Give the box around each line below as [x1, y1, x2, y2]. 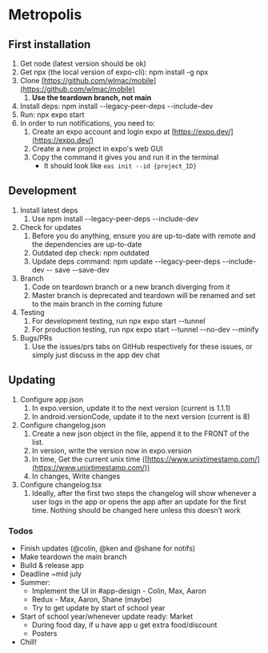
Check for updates [19, 222, 82, 232]
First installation [8, 38, 91, 51]
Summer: [19, 577, 50, 586]
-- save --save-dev [46, 264, 110, 274]
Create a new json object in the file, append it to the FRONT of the [31, 429, 250, 438]
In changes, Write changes [31, 471, 121, 481]
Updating [8, 373, 56, 387]
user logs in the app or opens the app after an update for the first [31, 497, 246, 506]
